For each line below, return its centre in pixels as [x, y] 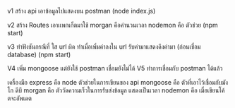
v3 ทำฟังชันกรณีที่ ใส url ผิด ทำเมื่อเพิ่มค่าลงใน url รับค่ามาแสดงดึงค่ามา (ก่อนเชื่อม [104, 47]
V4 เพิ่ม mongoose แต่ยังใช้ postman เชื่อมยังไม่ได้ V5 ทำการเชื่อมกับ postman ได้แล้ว [115, 68]
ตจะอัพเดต [19, 98]
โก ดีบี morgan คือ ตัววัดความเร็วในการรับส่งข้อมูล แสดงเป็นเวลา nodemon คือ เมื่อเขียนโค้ [116, 90]
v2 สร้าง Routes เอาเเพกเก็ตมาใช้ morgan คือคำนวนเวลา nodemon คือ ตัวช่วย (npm [113, 25]
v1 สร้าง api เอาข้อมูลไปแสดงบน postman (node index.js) [82, 11]
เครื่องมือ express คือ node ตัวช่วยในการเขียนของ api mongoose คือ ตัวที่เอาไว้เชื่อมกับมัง [117, 82]
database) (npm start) [39, 54]
